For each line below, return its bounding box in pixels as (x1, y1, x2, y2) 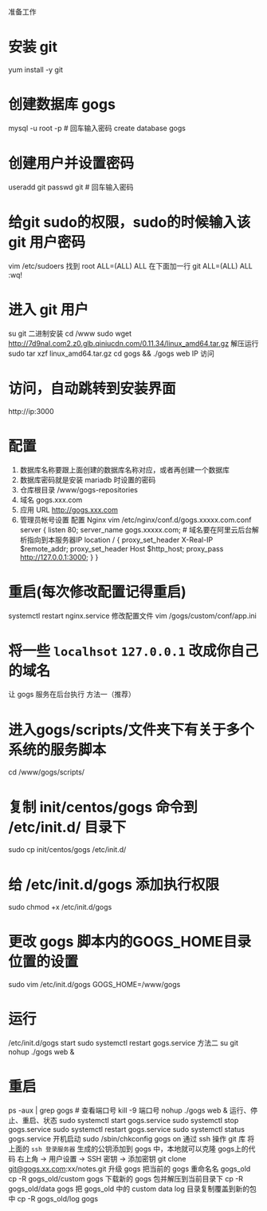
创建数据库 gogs (8, 95, 116, 114)
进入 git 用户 (8, 301, 89, 318)
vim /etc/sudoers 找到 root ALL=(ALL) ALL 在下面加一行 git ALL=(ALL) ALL (8, 261, 253, 270)
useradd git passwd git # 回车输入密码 (8, 182, 134, 192)
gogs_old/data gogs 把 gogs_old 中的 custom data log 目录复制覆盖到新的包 (8, 1184, 257, 1193)
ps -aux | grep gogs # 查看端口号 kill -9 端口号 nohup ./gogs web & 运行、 (8, 1105, 251, 1115)
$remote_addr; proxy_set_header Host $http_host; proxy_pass (19, 544, 224, 553)
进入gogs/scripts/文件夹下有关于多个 (8, 720, 254, 739)
